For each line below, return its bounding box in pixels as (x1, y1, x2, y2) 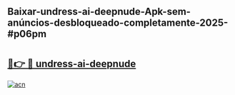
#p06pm (7, 28, 47, 40)
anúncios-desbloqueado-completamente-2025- (7, 17, 229, 29)
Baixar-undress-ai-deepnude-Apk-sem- (7, 6, 191, 18)
